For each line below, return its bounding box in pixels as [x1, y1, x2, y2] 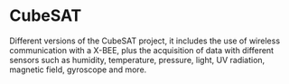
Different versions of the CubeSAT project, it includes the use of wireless [9, 35, 281, 46]
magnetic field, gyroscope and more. [9, 64, 147, 75]
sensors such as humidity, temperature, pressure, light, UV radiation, [9, 54, 266, 65]
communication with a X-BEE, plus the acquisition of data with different [9, 44, 274, 55]
